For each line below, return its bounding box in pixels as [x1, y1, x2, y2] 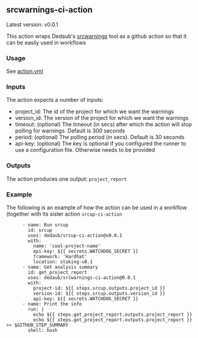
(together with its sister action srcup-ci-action [6, 210, 122, 218]
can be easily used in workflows [6, 39, 86, 46]
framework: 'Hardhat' [32, 254, 87, 260]
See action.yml [6, 67, 43, 75]
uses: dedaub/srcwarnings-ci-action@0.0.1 [28, 275, 136, 281]
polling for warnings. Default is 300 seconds [14, 127, 125, 134]
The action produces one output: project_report [6, 175, 127, 183]
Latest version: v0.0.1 [6, 20, 58, 28]
